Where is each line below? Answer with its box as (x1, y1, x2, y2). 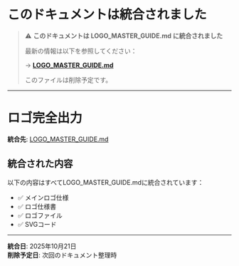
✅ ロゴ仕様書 (17, 202, 57, 210)
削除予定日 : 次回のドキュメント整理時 (7, 250, 117, 259)
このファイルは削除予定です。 (24, 76, 112, 84)
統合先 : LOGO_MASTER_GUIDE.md (7, 135, 109, 143)
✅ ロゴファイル (17, 211, 63, 220)
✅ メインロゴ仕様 (17, 193, 69, 202)
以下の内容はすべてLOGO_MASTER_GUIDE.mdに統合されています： (7, 178, 204, 186)
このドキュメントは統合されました (7, 6, 208, 23)
